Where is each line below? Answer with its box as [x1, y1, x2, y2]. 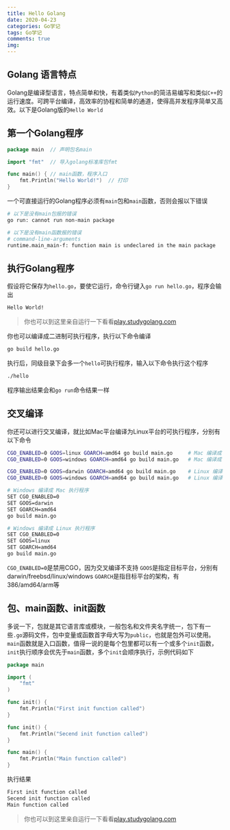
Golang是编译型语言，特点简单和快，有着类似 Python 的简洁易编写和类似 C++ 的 [7, 88, 223, 97]
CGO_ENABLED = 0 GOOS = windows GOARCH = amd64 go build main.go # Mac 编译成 [7, 456, 222, 463]
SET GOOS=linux [7, 538, 51, 544]
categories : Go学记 [7, 23, 61, 29]
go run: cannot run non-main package [7, 216, 115, 223]
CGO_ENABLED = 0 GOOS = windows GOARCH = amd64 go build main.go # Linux [7, 475, 210, 481]
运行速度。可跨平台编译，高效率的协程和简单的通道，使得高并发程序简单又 [7, 97, 217, 105]
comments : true [7, 36, 51, 42]
